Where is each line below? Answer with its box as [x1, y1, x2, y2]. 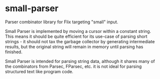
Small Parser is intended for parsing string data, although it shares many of [5, 58, 155, 64]
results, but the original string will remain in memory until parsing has [5, 44, 143, 49]
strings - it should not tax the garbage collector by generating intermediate [5, 38, 155, 44]
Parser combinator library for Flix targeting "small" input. [5, 19, 118, 25]
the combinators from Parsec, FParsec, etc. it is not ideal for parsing [5, 63, 142, 69]
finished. [5, 49, 23, 55]
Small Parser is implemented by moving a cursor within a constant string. [5, 28, 151, 34]
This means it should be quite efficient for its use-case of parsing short [5, 33, 147, 39]
